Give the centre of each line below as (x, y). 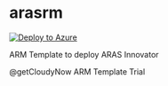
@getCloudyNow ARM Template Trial (77, 71)
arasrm (36, 13)
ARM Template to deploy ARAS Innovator (84, 54)
